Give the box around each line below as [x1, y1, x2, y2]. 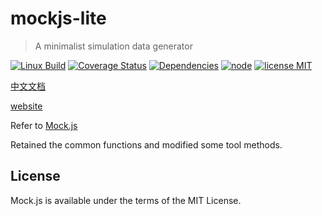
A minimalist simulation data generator [34, 40, 193, 52]
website [10, 100, 43, 112]
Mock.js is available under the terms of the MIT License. [10, 194, 242, 206]
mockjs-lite [10, 7, 107, 30]
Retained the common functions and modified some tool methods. [10, 138, 283, 151]
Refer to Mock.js [10, 119, 78, 131]
